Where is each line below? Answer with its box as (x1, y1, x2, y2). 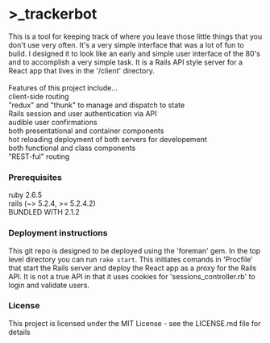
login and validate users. (8, 280, 90, 290)
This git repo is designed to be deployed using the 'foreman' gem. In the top (8, 245, 261, 255)
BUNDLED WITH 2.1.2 (8, 207, 81, 217)
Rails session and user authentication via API (8, 108, 157, 118)
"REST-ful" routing (8, 151, 70, 161)
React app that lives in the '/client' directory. (8, 65, 156, 75)
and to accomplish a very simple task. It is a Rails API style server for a (8, 57, 243, 67)
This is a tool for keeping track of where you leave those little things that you (8, 31, 263, 41)
